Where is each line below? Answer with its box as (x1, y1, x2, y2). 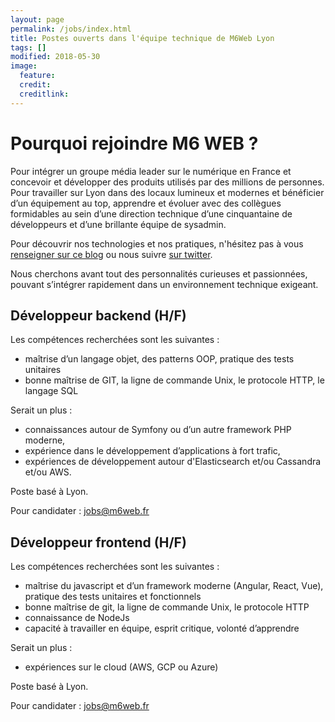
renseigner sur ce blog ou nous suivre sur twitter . (10, 248, 213, 260)
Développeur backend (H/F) (10, 307, 187, 324)
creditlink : (19, 89, 70, 99)
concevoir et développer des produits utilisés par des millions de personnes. (10, 176, 325, 188)
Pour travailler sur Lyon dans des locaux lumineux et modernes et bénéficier (10, 186, 325, 198)
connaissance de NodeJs (24, 612, 130, 624)
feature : (19, 71, 56, 81)
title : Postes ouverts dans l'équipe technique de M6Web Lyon (10, 33, 275, 43)
